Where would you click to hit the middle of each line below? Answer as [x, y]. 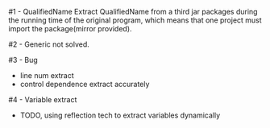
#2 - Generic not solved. [49, 44]
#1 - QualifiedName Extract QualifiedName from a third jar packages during [133, 12]
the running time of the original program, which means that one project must [135, 20]
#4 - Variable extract [43, 99]
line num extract [47, 75]
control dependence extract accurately [85, 84]
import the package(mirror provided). [70, 29]
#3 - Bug [23, 60]
